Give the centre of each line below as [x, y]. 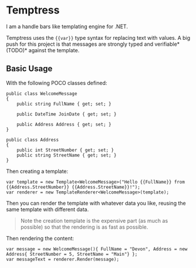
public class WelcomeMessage [42, 94]
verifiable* [167, 44]
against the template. [54, 50]
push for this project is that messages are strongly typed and [80, 44]
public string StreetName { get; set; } [67, 155]
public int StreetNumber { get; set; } [65, 150]
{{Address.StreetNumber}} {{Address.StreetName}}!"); [73, 187]
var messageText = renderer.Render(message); [62, 259]
